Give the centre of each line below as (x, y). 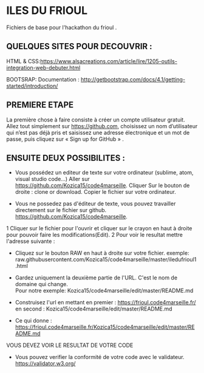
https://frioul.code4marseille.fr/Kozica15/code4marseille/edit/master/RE (105, 327)
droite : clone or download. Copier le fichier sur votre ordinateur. (95, 192)
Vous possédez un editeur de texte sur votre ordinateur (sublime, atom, (104, 173)
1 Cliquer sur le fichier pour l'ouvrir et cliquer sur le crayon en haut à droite (99, 228)
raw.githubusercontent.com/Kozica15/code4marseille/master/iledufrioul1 (106, 259)
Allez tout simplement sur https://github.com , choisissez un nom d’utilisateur (102, 126)
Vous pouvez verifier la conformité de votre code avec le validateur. (100, 357)
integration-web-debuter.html (43, 67)
